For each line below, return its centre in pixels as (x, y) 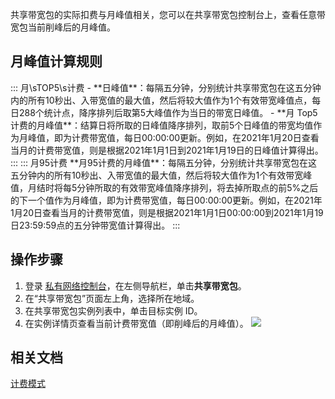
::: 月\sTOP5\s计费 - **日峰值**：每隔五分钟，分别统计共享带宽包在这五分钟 (166, 87)
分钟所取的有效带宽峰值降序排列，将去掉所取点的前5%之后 (197, 187)
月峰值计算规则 (56, 61)
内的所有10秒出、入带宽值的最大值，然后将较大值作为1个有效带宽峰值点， (161, 100)
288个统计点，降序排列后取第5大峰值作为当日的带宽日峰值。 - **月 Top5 (168, 112)
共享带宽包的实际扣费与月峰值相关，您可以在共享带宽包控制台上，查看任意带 (168, 14)
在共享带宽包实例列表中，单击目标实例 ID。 (113, 310)
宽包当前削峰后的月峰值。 (63, 27)
